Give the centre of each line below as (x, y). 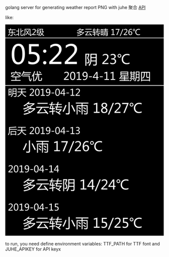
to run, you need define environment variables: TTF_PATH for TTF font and (82, 244)
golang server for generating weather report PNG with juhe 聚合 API (75, 7)
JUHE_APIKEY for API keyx (33, 249)
